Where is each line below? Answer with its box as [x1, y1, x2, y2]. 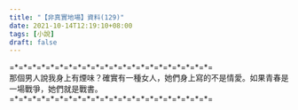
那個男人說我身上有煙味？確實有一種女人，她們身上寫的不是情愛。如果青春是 [9, 73, 289, 83]
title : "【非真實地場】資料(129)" [9, 12, 125, 22]
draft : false [9, 37, 58, 47]
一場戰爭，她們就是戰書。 [9, 83, 103, 94]
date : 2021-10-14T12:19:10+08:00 [9, 21, 133, 30]
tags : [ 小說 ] [9, 29, 55, 38]
